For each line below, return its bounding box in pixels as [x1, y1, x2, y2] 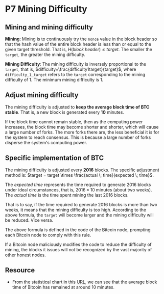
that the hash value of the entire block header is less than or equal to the [5, 41, 152, 47]
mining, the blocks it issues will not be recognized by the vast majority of [5, 246, 152, 252]
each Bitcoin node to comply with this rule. [5, 232, 92, 238]
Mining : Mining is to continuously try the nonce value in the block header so [5, 36, 158, 42]
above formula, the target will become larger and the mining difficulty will [5, 212, 154, 218]
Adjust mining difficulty [5, 91, 79, 99]
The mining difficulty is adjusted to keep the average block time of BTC [5, 104, 150, 110]
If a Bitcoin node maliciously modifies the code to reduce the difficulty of [5, 241, 152, 247]
